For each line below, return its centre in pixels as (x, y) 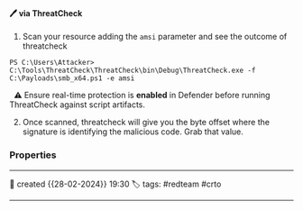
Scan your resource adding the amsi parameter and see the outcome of (155, 37)
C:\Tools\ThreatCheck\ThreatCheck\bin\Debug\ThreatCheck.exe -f (133, 71)
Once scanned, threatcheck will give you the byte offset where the (146, 123)
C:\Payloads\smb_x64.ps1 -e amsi (72, 78)
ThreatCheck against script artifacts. (78, 105)
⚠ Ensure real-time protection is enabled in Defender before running (142, 96)
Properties (33, 155)
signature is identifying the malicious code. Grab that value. (133, 132)
